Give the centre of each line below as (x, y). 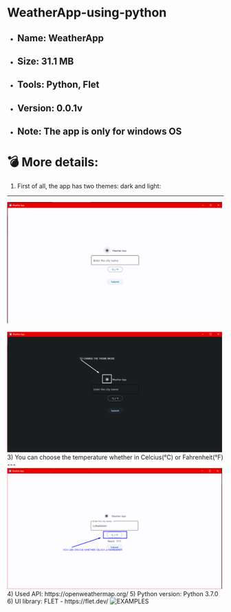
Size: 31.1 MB (45, 61)
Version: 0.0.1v (50, 108)
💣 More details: (53, 162)
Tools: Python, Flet (58, 85)
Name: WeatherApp (60, 38)
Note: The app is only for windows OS (99, 132)
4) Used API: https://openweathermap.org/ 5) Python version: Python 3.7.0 (113, 593)
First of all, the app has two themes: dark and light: (89, 186)
